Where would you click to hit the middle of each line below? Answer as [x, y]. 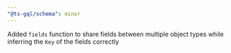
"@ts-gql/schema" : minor [44, 14]
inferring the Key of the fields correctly [63, 41]
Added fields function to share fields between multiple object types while [116, 34]
